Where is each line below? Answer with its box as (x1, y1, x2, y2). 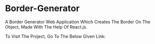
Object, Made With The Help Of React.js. (5, 24, 88, 29)
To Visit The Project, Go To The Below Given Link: (5, 33, 106, 39)
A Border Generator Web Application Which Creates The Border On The (5, 19, 151, 25)
